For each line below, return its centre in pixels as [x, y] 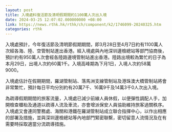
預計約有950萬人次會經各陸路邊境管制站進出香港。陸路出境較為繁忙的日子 [83, 58]
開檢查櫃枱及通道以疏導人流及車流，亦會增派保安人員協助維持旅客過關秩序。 [86, 105]
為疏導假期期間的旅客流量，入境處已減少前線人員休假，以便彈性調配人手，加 [86, 99]
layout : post [19, 10]
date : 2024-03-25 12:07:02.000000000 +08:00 [53, 20]
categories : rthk [24, 29]
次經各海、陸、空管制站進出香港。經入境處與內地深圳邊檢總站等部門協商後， [86, 51]
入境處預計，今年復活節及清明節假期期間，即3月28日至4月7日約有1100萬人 [84, 45]
